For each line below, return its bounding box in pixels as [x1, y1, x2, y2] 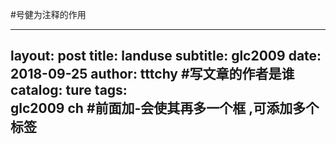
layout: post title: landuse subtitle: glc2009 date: [10, 48, 322, 65]
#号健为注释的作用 [10, 9, 87, 20]
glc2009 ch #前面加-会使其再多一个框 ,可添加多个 [10, 100, 320, 117]
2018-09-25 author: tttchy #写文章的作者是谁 [10, 66, 295, 83]
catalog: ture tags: [10, 82, 128, 99]
